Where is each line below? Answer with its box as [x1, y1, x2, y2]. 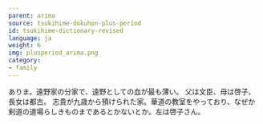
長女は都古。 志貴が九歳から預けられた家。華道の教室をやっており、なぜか [8, 97, 256, 106]
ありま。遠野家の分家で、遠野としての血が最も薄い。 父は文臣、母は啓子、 [8, 86, 256, 96]
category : [8, 57, 42, 65]
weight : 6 [8, 42, 42, 50]
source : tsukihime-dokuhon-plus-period [8, 19, 142, 27]
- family [8, 64, 38, 72]
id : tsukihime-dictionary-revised [8, 26, 124, 34]
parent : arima [8, 11, 56, 20]
